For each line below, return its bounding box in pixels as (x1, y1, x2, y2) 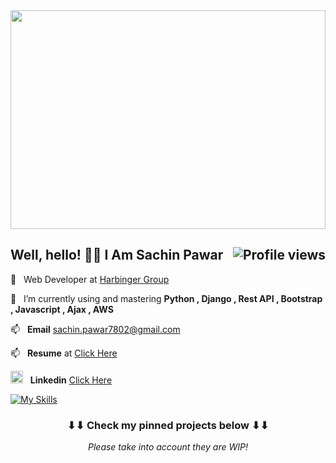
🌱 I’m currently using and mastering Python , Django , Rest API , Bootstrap (10, 292, 323, 304)
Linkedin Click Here (29, 374, 113, 386)
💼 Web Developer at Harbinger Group (10, 273, 170, 285)
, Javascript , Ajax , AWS (10, 303, 114, 315)
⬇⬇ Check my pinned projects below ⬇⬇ (66, 418, 270, 432)
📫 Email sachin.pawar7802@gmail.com (10, 323, 181, 335)
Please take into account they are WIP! (88, 441, 248, 453)
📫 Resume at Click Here (10, 347, 118, 359)
